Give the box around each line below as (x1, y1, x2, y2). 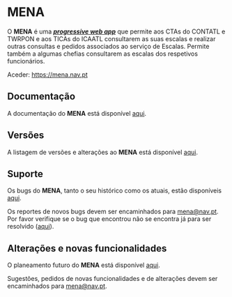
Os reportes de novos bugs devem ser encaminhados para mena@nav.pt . (7, 207, 219, 216)
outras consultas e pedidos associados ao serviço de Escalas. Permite (7, 42, 210, 50)
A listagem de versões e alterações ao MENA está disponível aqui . (7, 148, 199, 156)
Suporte (7, 168, 43, 180)
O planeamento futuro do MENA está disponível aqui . (7, 261, 160, 269)
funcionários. (7, 56, 45, 65)
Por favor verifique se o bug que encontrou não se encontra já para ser (7, 215, 212, 223)
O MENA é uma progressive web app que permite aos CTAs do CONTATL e (7, 27, 226, 36)
